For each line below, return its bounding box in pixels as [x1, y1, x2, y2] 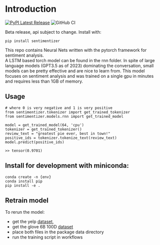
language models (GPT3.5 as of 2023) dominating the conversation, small [5, 63, 154, 68]
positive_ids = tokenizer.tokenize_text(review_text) [5, 135, 117, 140]
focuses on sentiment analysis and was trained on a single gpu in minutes [5, 73, 154, 79]
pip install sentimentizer [5, 38, 60, 44]
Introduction [5, 3, 57, 15]
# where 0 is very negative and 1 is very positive [5, 105, 113, 111]
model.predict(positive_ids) [5, 139, 65, 145]
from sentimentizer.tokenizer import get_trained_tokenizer [5, 110, 131, 114]
